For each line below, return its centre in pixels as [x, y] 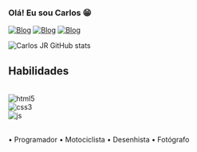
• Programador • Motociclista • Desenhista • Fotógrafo [99, 140]
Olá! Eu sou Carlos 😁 [50, 13]
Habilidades [39, 71]
